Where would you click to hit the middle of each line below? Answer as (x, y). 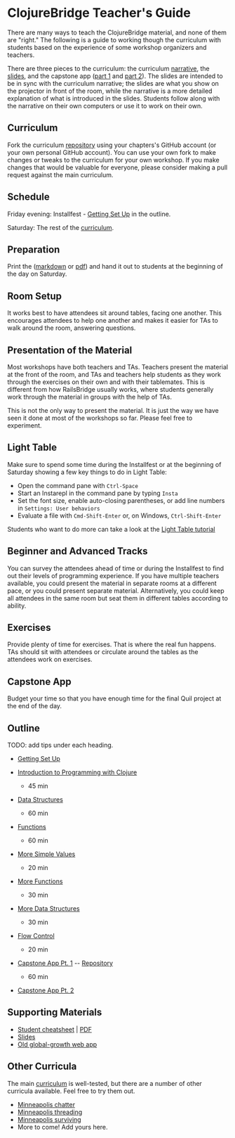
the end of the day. (34, 706)
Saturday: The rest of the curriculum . (61, 227)
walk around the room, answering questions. (72, 328)
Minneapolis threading (50, 1112)
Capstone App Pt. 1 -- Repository (65, 963)
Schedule (29, 197)
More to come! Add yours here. (62, 1127)
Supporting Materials (55, 1012)
